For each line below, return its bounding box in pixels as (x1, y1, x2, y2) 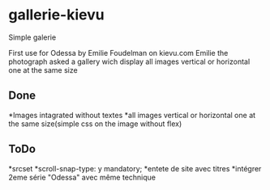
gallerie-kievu (8, 6, 105, 24)
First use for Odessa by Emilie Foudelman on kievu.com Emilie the (8, 48, 229, 57)
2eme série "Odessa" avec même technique (8, 172, 156, 182)
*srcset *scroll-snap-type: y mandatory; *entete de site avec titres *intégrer (8, 163, 262, 173)
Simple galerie (8, 32, 57, 42)
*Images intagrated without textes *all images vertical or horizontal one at (8, 110, 256, 120)
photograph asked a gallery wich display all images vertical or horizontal (8, 57, 251, 66)
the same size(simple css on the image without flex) (8, 119, 182, 129)
